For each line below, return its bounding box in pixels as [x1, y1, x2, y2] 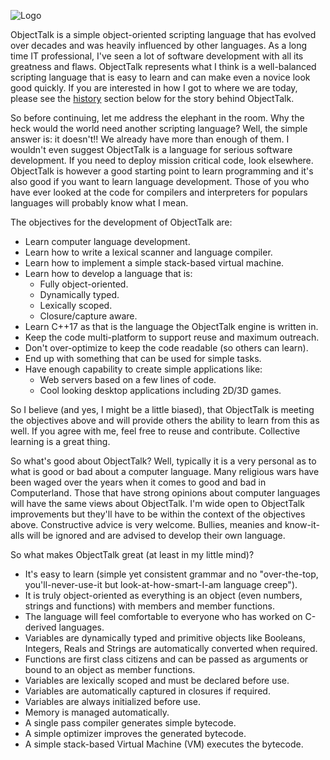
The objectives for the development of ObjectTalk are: [10, 216, 233, 228]
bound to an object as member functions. [24, 664, 196, 675]
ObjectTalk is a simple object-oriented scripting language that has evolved [10, 29, 317, 40]
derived [24, 621, 57, 633]
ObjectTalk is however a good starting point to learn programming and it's [10, 165, 314, 177]
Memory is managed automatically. [24, 706, 170, 718]
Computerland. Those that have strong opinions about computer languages [10, 487, 321, 499]
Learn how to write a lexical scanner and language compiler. [24, 246, 273, 258]
